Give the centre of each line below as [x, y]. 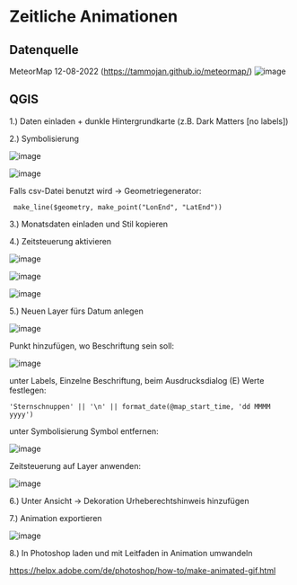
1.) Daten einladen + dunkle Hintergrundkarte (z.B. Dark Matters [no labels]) [149, 121]
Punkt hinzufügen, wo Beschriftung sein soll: [92, 346]
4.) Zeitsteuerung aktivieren [61, 241]
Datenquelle [44, 50]
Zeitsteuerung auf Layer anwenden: [75, 465]
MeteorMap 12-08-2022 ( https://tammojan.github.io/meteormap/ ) [131, 71]
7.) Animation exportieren [56, 518]
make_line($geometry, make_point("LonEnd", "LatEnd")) [118, 207]
